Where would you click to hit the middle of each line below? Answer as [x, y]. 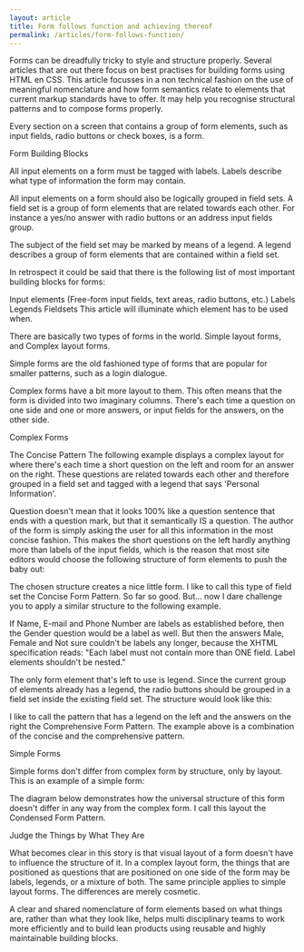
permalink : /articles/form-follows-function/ [97, 35]
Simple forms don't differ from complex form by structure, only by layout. [146, 771]
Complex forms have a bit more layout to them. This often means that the [146, 391]
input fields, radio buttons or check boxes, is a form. [107, 136]
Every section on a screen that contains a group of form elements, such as [149, 126]
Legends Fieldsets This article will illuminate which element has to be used [149, 309]
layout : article [40, 18]
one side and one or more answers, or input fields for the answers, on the [147, 411]
